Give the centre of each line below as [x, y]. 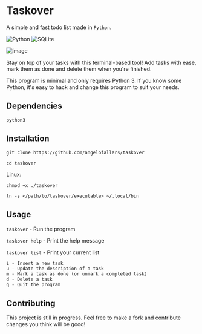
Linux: [14, 174]
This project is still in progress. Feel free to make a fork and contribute [94, 318]
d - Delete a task [29, 280]
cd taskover [21, 163]
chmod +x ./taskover [32, 185]
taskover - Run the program [41, 229]
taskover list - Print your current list [53, 252]
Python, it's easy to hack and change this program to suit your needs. [93, 87]
